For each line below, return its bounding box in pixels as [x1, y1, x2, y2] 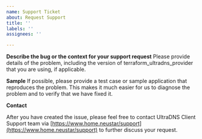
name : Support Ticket [6, 8, 61, 15]
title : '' [6, 20, 31, 26]
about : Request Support [6, 14, 66, 20]
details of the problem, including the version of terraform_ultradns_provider [6, 60, 194, 67]
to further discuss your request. [98, 126, 178, 134]
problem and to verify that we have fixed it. [6, 90, 113, 97]
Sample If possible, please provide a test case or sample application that [6, 78, 187, 85]
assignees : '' [6, 31, 42, 37]
